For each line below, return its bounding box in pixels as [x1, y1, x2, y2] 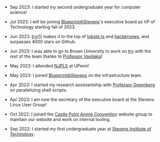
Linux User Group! [9, 102, 47, 107]
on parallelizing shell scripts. [9, 87, 68, 93]
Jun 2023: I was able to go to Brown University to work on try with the [9, 48, 151, 54]
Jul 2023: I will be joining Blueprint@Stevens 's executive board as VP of [9, 19, 155, 24]
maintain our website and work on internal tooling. [9, 117, 111, 122]
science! [9, 9, 27, 15]
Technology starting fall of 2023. [9, 24, 76, 30]
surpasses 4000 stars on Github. [9, 39, 76, 45]
